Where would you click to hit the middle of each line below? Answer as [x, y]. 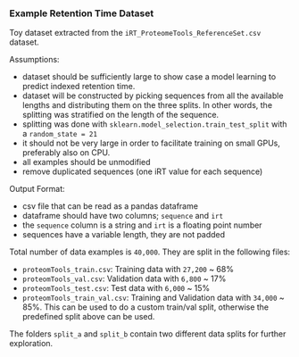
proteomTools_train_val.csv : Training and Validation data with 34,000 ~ [154, 298]
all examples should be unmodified [86, 162]
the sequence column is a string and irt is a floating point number [142, 225]
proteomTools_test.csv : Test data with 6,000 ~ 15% [116, 288]
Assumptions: [34, 60]
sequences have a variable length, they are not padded [124, 235]
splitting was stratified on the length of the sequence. [120, 115]
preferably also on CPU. [66, 153]
